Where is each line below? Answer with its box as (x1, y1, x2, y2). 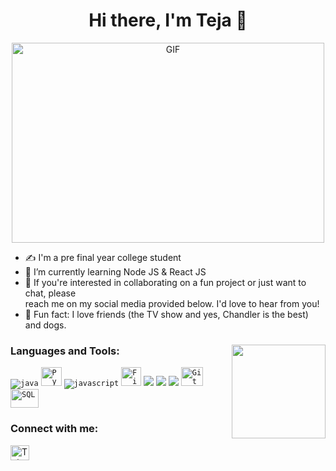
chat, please (24, 287, 77, 299)
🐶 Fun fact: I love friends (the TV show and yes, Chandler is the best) (24, 308, 309, 320)
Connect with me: (10, 422, 99, 436)
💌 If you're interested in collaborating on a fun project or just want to (24, 276, 307, 288)
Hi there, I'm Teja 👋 (88, 9, 248, 32)
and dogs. (24, 319, 67, 331)
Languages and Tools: (10, 344, 120, 358)
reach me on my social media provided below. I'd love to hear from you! (24, 297, 320, 309)
